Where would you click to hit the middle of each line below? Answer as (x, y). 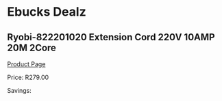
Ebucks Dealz (47, 12)
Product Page (26, 64)
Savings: (20, 90)
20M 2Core (32, 47)
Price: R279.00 (28, 77)
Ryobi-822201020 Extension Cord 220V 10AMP (111, 37)
